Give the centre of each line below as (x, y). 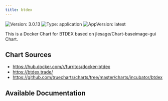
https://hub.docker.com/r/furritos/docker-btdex (61, 67)
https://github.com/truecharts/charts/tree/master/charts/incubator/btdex (88, 77)
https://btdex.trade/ (33, 72)
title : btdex (19, 10)
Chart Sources (28, 55)
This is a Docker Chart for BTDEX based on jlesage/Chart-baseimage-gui (81, 33)
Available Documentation (46, 93)
